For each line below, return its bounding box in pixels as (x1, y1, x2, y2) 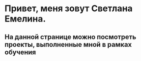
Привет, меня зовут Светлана (4, 3, 133, 14)
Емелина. (4, 13, 46, 24)
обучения (4, 48, 36, 56)
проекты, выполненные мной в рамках (4, 40, 132, 49)
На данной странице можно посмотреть (4, 33, 137, 41)
